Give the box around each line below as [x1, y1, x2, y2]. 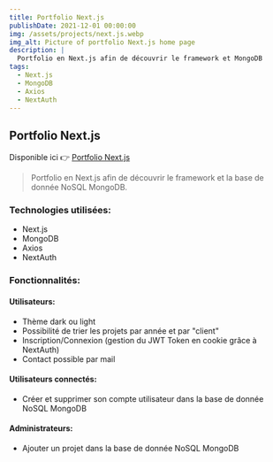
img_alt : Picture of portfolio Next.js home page [9, 37, 196, 47]
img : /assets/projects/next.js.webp [9, 29, 144, 38]
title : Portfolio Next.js [9, 12, 104, 22]
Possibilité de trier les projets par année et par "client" [21, 325, 219, 336]
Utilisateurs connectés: [9, 373, 97, 385]
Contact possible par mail [21, 353, 116, 364]
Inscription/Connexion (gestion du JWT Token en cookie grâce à [21, 335, 258, 345]
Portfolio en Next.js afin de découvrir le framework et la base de [30, 173, 265, 183]
